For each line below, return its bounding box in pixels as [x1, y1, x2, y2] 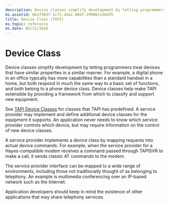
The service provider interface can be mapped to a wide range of [5, 163, 141, 169]
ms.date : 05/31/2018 [5, 26, 49, 31]
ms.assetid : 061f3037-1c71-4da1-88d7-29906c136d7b [5, 12, 114, 17]
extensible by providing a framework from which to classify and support [5, 91, 154, 97]
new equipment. [5, 96, 39, 102]
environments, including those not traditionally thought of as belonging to [5, 168, 157, 174]
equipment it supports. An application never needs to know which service [5, 117, 158, 123]
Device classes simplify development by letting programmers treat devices [5, 64, 160, 70]
